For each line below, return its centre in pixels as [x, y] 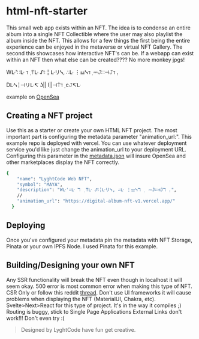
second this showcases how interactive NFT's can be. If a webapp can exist [100, 53]
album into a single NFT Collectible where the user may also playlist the [94, 34]
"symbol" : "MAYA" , [40, 185]
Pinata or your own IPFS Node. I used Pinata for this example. [82, 246]
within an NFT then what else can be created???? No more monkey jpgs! [95, 60]
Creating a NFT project [49, 116]
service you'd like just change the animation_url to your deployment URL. [97, 149]
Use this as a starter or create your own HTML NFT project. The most [92, 130]
